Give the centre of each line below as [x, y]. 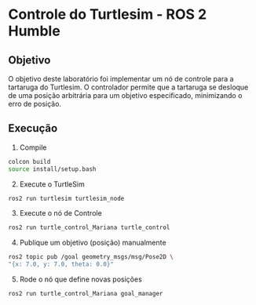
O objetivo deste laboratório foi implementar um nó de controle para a [121, 79]
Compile [33, 147]
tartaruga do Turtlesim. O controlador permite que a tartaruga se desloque [128, 87]
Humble [34, 31]
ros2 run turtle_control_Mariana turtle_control [89, 228]
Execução [33, 128]
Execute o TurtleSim [52, 184]
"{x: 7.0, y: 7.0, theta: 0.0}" [61, 264]
